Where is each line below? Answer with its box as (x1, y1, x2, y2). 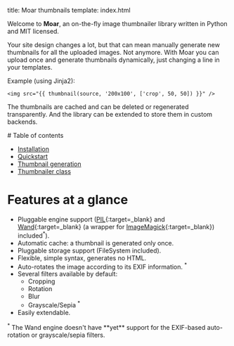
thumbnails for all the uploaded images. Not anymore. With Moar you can (7, 49, 219, 56)
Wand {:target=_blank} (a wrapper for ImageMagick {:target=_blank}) (17, 222, 215, 231)
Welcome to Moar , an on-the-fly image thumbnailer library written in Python (7, 20, 228, 27)
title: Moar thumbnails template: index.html (7, 6, 131, 14)
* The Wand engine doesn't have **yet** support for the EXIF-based (7, 321, 206, 331)
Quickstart (17, 153, 48, 160)
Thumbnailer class (17, 167, 72, 175)
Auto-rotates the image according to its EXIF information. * (17, 261, 188, 271)
